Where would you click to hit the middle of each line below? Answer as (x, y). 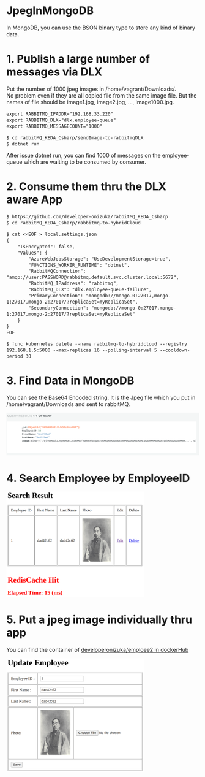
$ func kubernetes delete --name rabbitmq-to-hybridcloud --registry (97, 344)
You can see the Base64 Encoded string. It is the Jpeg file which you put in (101, 397)
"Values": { (32, 253)
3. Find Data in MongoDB (70, 380)
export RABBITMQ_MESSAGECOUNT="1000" (54, 126)
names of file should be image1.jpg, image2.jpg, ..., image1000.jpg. (90, 102)
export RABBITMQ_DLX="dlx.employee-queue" (61, 120)
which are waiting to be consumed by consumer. (85, 162)
